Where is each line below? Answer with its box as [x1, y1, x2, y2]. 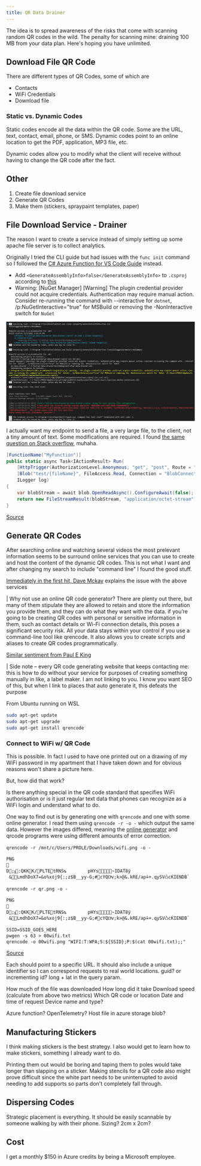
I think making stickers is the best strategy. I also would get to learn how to [6, 1043, 190, 1050]
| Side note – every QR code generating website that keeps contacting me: [6, 663, 190, 670]
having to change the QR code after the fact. [6, 156, 116, 164]
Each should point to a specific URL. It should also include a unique [6, 961, 172, 968]
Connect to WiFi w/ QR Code [6, 739, 91, 747]
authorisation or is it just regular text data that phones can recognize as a [6, 795, 187, 802]
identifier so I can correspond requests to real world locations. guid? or [6, 968, 181, 975]
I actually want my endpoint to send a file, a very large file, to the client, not [6, 427, 191, 434]
